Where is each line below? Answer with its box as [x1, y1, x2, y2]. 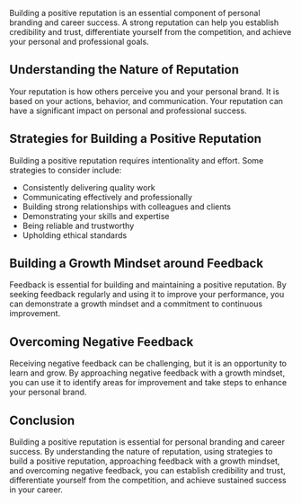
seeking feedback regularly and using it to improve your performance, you [9, 289, 285, 300]
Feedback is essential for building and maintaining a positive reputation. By [9, 279, 288, 290]
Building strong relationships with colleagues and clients [22, 201, 232, 212]
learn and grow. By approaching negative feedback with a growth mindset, [9, 367, 286, 378]
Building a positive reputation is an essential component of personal [9, 8, 261, 18]
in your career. [9, 484, 63, 495]
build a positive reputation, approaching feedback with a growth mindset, [9, 455, 280, 466]
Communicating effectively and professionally [22, 191, 193, 202]
